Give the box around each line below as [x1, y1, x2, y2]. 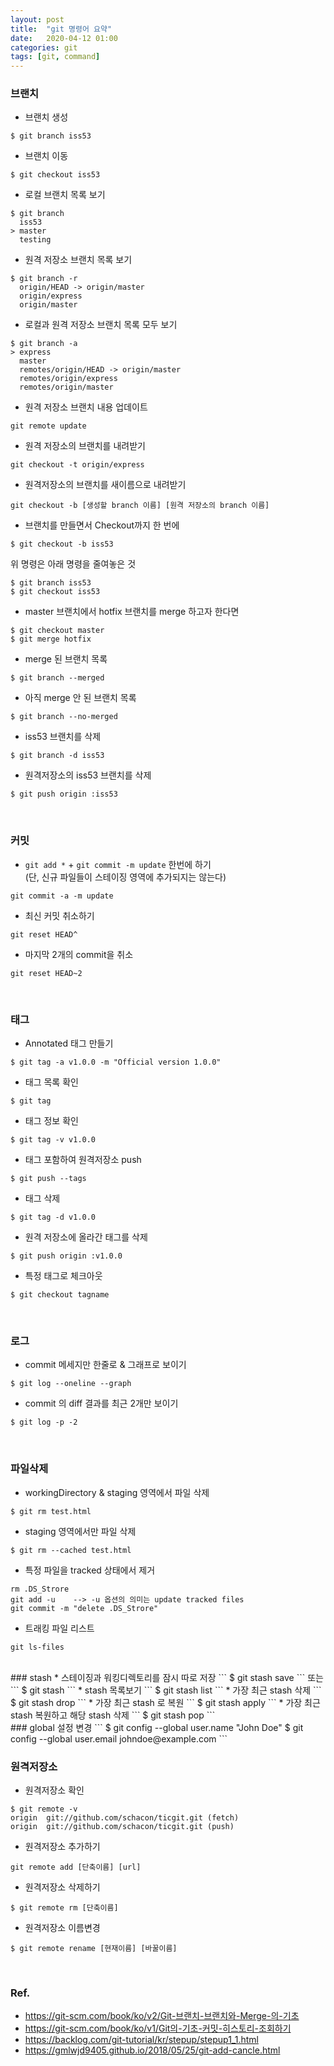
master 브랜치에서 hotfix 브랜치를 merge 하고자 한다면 [24, 606, 240, 618]
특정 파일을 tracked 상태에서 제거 [24, 1564, 156, 1576]
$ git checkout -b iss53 [10, 539, 114, 550]
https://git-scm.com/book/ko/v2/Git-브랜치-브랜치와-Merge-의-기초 [24, 2010, 300, 2022]
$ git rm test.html [10, 1506, 92, 1516]
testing [19, 235, 52, 245]
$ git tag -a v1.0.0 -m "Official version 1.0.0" [10, 1057, 222, 1068]
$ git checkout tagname [10, 1290, 110, 1300]
